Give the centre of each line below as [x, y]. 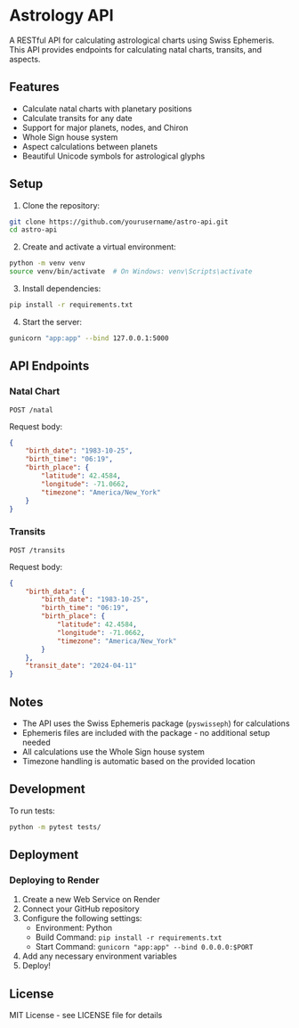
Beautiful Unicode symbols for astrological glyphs [113, 156]
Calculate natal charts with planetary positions [107, 109]
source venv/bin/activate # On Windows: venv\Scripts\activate [131, 272]
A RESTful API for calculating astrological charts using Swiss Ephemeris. [142, 40]
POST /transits [37, 550]
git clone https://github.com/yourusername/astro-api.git [119, 222]
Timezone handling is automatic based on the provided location [138, 761]
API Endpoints [49, 366]
